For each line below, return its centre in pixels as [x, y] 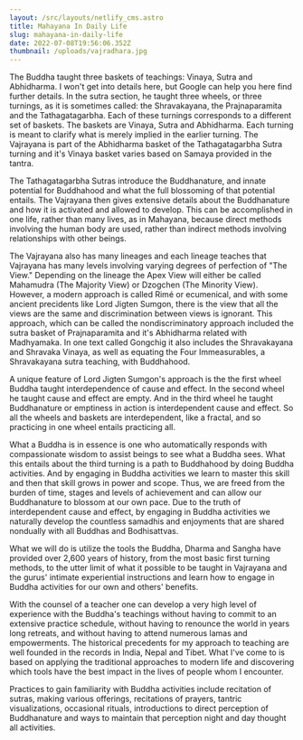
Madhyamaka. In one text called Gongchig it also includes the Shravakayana [151, 342]
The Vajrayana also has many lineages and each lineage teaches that [138, 256]
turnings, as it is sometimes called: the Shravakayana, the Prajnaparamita [146, 106]
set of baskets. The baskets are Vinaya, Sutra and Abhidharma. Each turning [151, 125]
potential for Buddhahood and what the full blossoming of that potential [142, 191]
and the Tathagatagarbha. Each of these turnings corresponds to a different [151, 116]
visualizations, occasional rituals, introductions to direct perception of [139, 708]
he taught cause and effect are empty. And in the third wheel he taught [142, 398]
